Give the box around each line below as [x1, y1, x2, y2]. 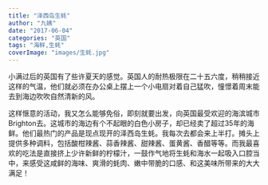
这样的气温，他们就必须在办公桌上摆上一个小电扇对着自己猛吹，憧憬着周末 [8, 81, 253, 91]
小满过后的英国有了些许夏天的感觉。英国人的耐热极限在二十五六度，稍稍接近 [8, 72, 260, 81]
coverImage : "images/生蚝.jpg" [8, 49, 110, 57]
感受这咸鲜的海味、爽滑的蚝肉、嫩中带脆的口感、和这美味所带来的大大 [29, 159, 260, 167]
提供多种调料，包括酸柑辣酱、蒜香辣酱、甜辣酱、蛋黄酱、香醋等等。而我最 [8, 139, 253, 148]
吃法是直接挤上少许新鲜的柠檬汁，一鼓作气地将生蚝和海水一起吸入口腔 [22, 148, 253, 158]
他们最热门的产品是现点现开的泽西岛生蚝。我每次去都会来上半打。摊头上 [22, 128, 260, 138]
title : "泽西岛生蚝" [8, 11, 70, 20]
